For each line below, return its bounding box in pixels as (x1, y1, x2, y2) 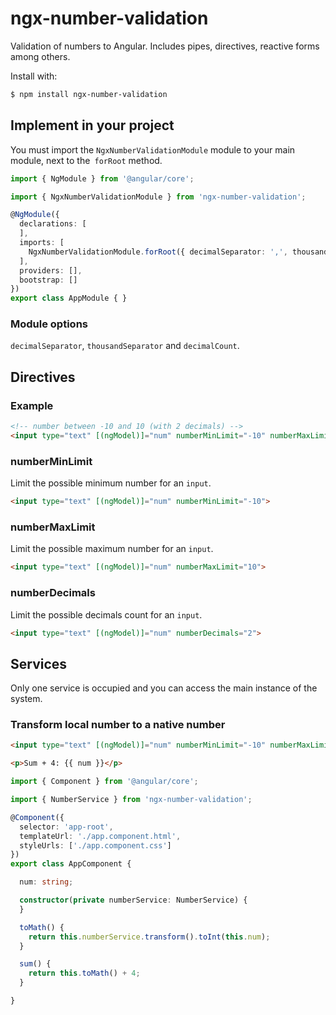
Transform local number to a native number (10, 718, 226, 732)
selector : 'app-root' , (19, 822, 114, 832)
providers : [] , (19, 265, 83, 276)
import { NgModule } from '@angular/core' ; (10, 173, 195, 184)
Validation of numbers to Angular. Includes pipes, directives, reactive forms (10, 40, 320, 52)
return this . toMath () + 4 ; (28, 968, 141, 979)
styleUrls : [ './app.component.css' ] (19, 840, 172, 851)
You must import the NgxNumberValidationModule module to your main (10, 143, 296, 156)
